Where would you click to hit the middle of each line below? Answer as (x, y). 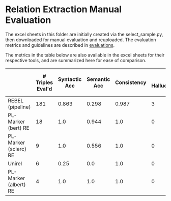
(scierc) (17, 149)
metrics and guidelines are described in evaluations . (60, 45)
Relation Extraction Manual (64, 9)
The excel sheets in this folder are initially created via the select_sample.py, (84, 34)
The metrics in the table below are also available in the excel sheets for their (85, 55)
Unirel (15, 163)
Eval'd (44, 89)
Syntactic (70, 79)
